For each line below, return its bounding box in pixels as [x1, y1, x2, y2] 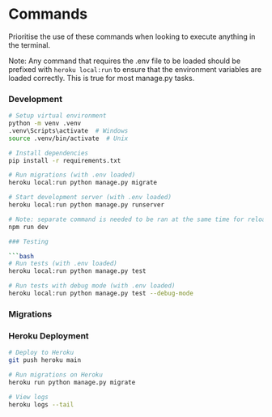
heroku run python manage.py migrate [8, 378, 136, 386]
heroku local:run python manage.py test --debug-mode [8, 289, 194, 298]
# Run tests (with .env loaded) [8, 260, 117, 268]
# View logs [8, 393, 49, 401]
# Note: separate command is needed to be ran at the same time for [8, 215, 244, 223]
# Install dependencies [8, 149, 89, 157]
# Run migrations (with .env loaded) [8, 171, 136, 179]
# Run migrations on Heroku [8, 370, 104, 379]
